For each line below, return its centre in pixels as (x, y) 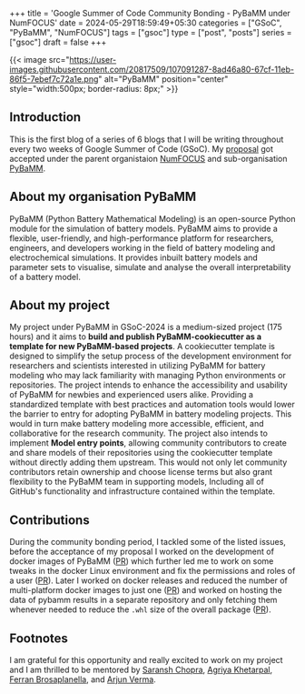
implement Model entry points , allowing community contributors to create (148, 443)
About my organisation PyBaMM (103, 197)
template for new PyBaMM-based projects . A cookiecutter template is (142, 347)
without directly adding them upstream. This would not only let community (148, 462)
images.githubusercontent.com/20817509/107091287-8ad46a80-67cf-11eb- (152, 69)
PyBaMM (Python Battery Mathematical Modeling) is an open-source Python (152, 218)
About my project (60, 305)
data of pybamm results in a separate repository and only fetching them (143, 600)
